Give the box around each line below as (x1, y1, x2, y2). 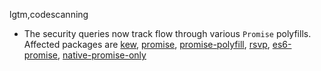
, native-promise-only (57, 49, 147, 61)
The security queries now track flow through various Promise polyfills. (23, 28, 312, 39)
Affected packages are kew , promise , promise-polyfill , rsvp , (23, 39, 271, 50)
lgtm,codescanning (9, 9, 89, 20)
